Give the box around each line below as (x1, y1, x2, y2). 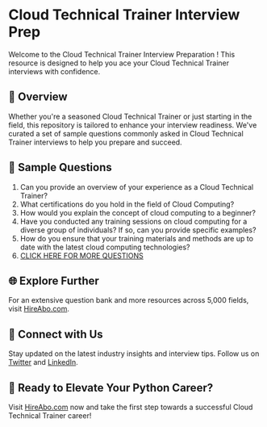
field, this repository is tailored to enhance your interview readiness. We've (8, 119, 257, 130)
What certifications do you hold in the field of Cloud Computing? (19, 199, 235, 209)
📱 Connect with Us (8, 327, 103, 341)
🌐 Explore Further (8, 274, 99, 287)
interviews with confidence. (8, 66, 101, 76)
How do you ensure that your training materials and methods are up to (19, 233, 254, 243)
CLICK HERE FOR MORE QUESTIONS (19, 250, 144, 260)
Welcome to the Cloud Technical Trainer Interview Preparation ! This (8, 49, 236, 59)
